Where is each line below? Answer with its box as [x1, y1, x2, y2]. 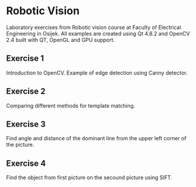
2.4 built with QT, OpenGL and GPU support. [6, 36, 115, 43]
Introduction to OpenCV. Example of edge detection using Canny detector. [6, 69, 188, 76]
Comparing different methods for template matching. [6, 102, 135, 109]
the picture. [6, 141, 34, 149]
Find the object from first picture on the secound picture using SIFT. [6, 174, 172, 181]
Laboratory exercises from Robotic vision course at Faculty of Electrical [6, 24, 181, 31]
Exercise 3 [6, 119, 46, 129]
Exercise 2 [6, 86, 46, 96]
